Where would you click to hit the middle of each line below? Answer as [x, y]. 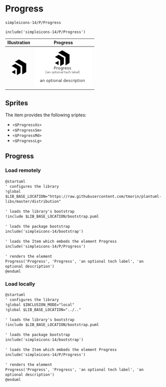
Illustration [19, 42]
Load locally [20, 284]
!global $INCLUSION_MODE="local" [40, 305]
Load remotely [23, 170]
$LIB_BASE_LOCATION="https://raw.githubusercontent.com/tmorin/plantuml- [83, 196]
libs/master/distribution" [33, 201]
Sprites [17, 103]
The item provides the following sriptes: [46, 115]
